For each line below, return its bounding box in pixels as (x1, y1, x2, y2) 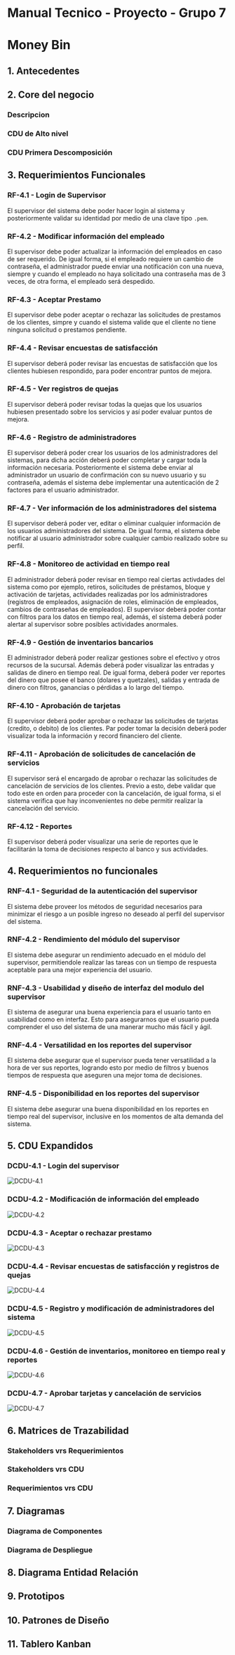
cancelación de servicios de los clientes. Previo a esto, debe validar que (7, 781, 216, 790)
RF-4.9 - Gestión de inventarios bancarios (7, 637, 154, 647)
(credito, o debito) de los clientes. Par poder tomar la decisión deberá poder (7, 724, 227, 733)
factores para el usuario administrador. (7, 486, 119, 495)
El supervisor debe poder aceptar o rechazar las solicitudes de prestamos (7, 310, 221, 319)
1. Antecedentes (7, 65, 80, 77)
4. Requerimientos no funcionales (7, 865, 159, 877)
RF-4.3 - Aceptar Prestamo (7, 294, 102, 304)
